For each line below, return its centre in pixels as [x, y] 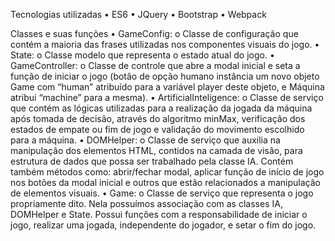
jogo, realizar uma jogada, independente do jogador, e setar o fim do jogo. [163, 225]
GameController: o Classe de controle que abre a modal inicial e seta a [155, 65]
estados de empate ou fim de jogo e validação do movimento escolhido [157, 129]
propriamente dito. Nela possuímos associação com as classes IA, [146, 203]
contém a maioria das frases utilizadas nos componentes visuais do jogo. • [165, 44]
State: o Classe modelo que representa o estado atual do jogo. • [142, 55]
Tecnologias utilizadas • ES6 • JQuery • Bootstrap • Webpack [138, 14]
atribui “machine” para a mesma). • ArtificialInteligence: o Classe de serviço [167, 97]
